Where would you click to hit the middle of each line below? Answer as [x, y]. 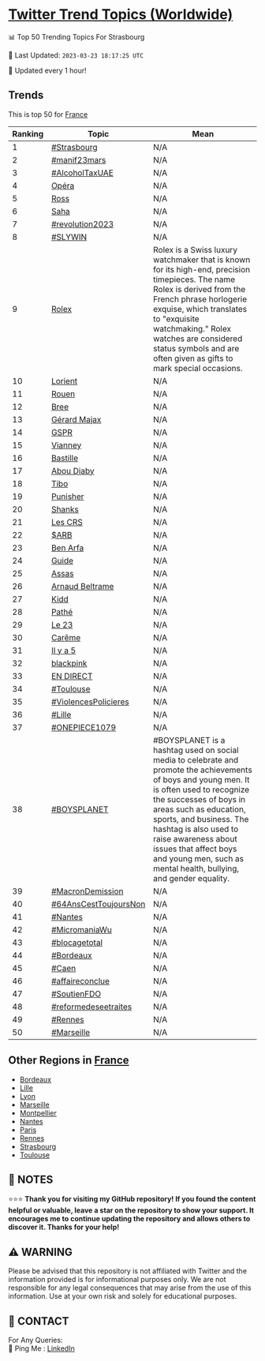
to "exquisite [176, 319]
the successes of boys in [199, 799]
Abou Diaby [73, 471]
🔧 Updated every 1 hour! [47, 70]
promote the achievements [202, 770]
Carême [66, 637]
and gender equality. [191, 878]
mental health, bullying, [196, 868]
